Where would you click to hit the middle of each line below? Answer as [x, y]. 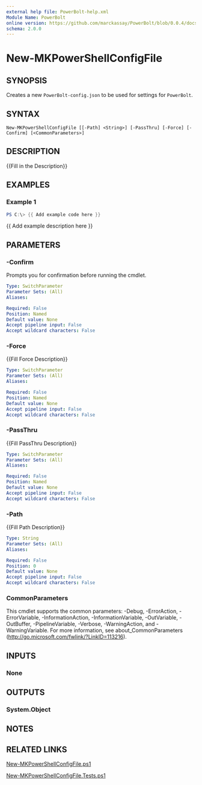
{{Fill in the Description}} [37, 166]
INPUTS [21, 656]
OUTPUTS [26, 693]
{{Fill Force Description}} [37, 359]
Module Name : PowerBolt [36, 17]
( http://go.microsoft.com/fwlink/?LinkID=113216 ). [67, 637]
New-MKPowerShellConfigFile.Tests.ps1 [56, 776]
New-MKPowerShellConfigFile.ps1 [49, 764]
